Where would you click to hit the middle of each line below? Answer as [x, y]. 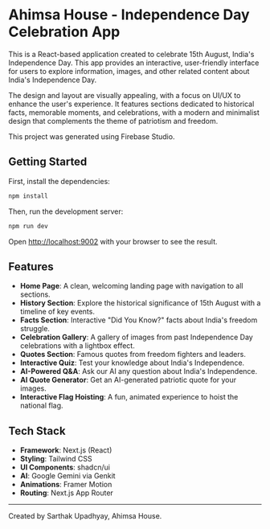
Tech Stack [37, 431]
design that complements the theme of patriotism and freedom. [113, 121]
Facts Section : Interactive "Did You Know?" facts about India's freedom [139, 320]
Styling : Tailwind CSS [56, 459]
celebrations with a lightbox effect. [77, 346]
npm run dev [28, 226]
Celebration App [64, 32]
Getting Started [48, 162]
